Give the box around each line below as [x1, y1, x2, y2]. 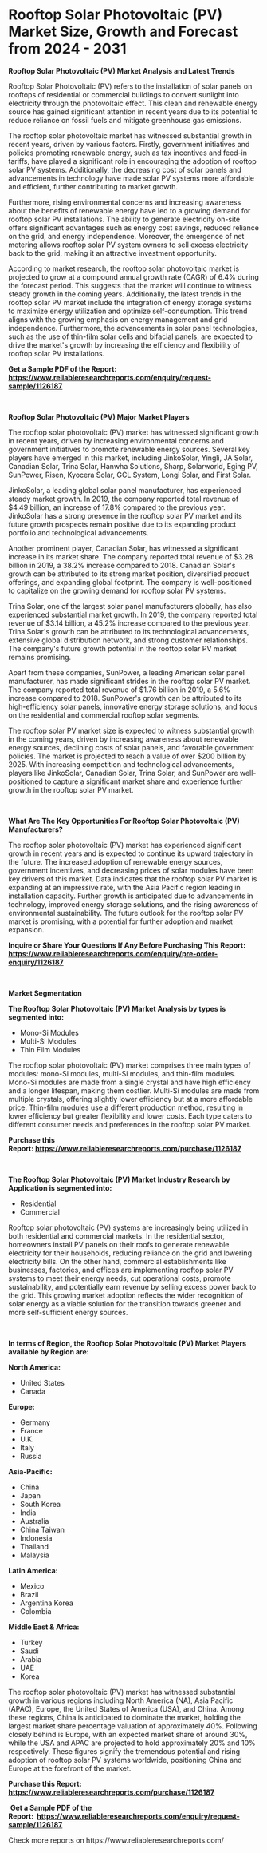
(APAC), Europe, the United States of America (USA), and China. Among [8, 1704, 245, 1713]
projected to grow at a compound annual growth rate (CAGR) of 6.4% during [8, 272, 259, 281]
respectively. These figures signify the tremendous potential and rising [8, 1746, 241, 1756]
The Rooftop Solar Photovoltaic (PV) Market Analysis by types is [8, 1004, 226, 1013]
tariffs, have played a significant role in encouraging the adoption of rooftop [8, 156, 257, 165]
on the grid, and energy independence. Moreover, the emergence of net [8, 231, 245, 241]
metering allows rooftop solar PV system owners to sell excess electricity [8, 240, 249, 249]
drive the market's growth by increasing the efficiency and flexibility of [8, 340, 241, 349]
